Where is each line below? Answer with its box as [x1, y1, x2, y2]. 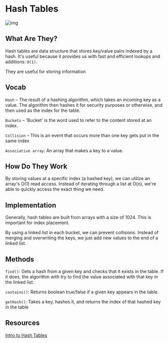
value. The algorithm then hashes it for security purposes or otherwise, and [5, 102, 163, 108]
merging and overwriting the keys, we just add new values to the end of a [5, 235, 158, 241]
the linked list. [5, 279, 34, 285]
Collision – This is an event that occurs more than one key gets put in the [5, 132, 159, 138]
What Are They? [5, 34, 58, 43]
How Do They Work [5, 162, 67, 170]
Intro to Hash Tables [5, 332, 48, 338]
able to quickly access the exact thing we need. [5, 186, 105, 192]
